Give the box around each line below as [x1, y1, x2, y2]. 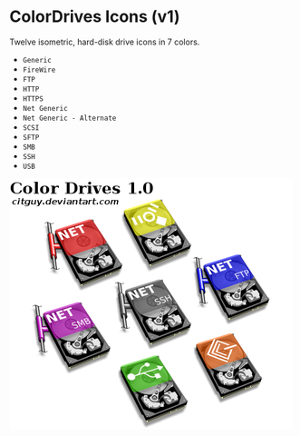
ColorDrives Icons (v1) [9, 6, 180, 27]
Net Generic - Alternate [22, 114, 117, 123]
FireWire [22, 65, 56, 74]
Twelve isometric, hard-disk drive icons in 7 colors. [9, 36, 200, 47]
